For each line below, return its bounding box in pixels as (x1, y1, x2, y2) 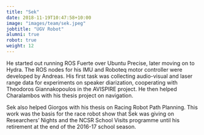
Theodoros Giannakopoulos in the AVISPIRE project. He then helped (6, 85, 177, 92)
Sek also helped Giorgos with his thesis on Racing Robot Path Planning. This (6, 103, 199, 111)
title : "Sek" (6, 9, 40, 15)
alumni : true (6, 32, 40, 38)
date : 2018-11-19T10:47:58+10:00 (6, 15, 92, 21)
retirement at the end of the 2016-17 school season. (6, 123, 136, 130)
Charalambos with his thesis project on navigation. (6, 92, 134, 99)
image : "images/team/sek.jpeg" (6, 20, 86, 26)
